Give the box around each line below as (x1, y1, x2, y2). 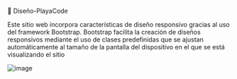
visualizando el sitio (7, 50, 65, 59)
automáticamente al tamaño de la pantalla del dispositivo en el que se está (7, 43, 225, 51)
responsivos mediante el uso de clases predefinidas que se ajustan (7, 35, 204, 44)
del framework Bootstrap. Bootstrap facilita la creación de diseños (7, 28, 201, 36)
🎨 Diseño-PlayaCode (7, 7, 69, 15)
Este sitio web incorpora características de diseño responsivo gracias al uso (7, 20, 230, 28)
